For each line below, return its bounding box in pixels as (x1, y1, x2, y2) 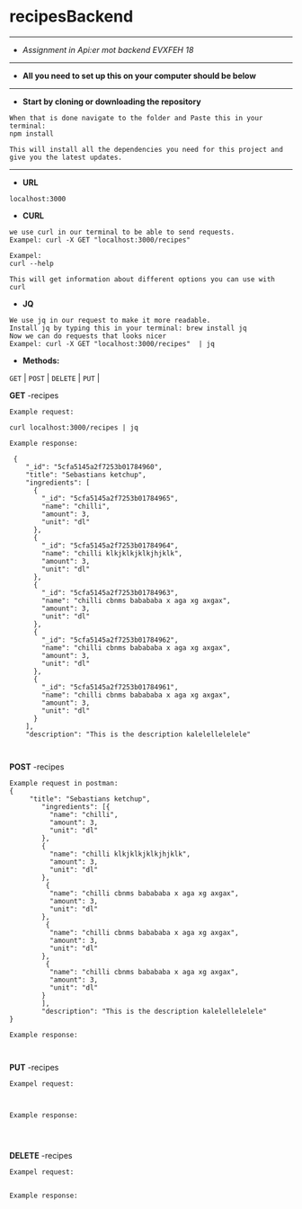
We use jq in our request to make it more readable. (9, 316, 211, 324)
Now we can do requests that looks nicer (9, 331, 167, 341)
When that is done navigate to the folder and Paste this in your (9, 113, 263, 122)
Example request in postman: (9, 778, 119, 787)
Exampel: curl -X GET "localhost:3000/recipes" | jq (9, 339, 216, 348)
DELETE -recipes (9, 1150, 73, 1160)
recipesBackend (9, 6, 134, 27)
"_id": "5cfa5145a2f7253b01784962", (41, 636, 179, 645)
